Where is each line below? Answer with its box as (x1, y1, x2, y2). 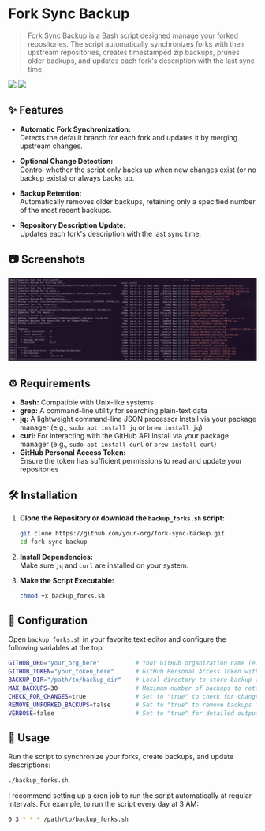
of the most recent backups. (19, 205, 112, 214)
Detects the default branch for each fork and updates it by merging (19, 132, 238, 142)
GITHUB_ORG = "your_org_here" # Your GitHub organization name (8, 659, 245, 667)
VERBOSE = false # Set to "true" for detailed (8, 709, 235, 717)
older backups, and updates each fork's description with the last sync (27, 56, 255, 65)
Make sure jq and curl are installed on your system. (19, 561, 189, 570)
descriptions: (8, 760, 51, 770)
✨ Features (8, 103, 64, 117)
